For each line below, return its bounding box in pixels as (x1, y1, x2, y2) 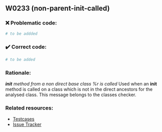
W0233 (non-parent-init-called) (5, 4, 110, 13)
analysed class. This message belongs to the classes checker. (5, 92, 136, 98)
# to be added (5, 57, 36, 62)
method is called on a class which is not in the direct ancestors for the (5, 86, 153, 93)
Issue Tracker (12, 121, 42, 127)
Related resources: (5, 104, 54, 112)
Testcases (12, 116, 35, 122)
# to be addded (5, 31, 38, 36)
